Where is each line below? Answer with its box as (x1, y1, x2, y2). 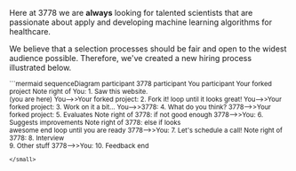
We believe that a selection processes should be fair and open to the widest (9, 43, 287, 54)
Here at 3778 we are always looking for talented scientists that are (9, 8, 253, 18)
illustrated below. (9, 62, 72, 73)
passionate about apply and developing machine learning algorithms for (9, 17, 273, 27)
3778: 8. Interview (9, 134, 65, 143)
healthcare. (9, 27, 52, 36)
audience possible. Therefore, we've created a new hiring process (9, 53, 252, 63)
